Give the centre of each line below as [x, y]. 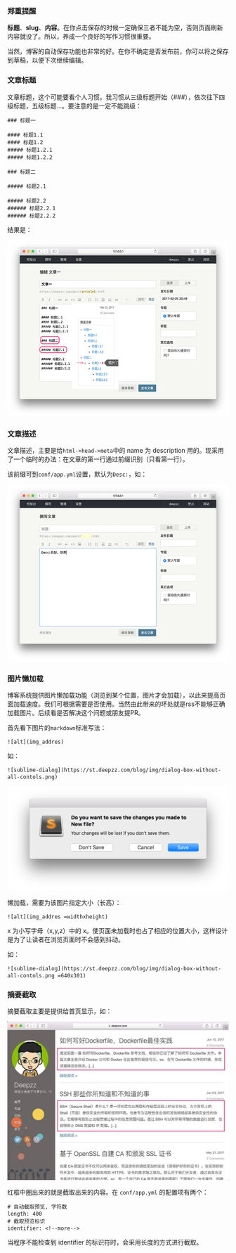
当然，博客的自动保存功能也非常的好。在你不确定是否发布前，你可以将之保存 [118, 51]
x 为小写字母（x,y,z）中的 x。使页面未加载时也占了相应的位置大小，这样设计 [118, 931]
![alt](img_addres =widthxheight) [58, 917]
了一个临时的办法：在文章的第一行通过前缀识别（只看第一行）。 [98, 459]
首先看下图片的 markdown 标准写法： [57, 728]
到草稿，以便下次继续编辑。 [47, 60]
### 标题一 [22, 120]
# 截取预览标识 [26, 1221]
